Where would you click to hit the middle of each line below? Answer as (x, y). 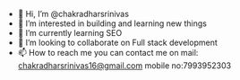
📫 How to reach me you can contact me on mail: (108, 53)
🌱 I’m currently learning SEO (70, 33)
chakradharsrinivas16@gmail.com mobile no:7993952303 (124, 66)
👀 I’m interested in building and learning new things (112, 23)
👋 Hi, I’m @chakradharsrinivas (73, 14)
